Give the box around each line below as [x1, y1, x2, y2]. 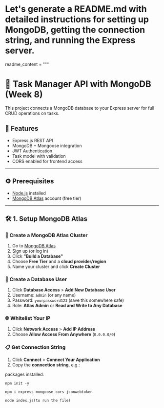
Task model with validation [12, 153, 66, 159]
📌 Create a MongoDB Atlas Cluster [5, 232, 88, 239]
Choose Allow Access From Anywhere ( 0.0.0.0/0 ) [12, 331, 116, 337]
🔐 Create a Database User [5, 276, 67, 283]
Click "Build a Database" [12, 253, 63, 259]
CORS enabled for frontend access [12, 158, 83, 164]
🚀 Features [5, 124, 39, 133]
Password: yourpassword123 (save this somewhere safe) [12, 297, 124, 303]
